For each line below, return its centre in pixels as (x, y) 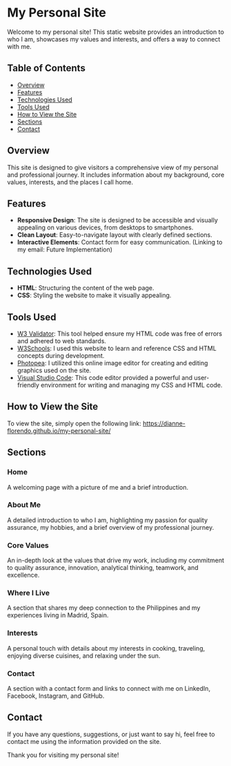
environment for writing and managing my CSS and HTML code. (132, 385)
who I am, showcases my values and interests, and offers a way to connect (114, 39)
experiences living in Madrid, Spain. (58, 615)
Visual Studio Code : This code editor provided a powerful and (105, 377)
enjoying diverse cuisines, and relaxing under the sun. (84, 655)
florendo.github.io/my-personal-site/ (59, 430)
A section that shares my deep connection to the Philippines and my (104, 608)
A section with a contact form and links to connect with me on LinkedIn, (109, 688)
